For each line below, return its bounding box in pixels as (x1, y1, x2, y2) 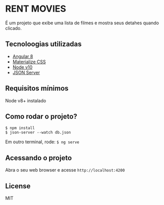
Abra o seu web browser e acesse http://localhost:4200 (5, 167, 125, 173)
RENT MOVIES (5, 3, 67, 15)
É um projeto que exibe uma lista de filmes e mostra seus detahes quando (5, 20, 159, 26)
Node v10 (12, 64, 33, 70)
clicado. (5, 25, 22, 31)
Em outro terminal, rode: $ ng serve (5, 139, 80, 145)
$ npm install (5, 126, 35, 131)
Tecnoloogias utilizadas (5, 40, 82, 49)
